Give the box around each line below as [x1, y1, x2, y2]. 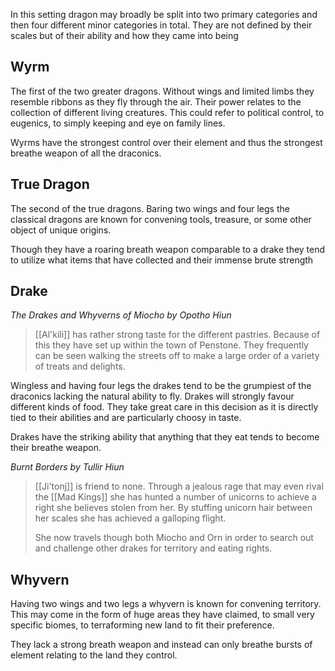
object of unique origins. [10, 224, 112, 236]
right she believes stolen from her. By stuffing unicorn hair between [34, 502, 313, 514]
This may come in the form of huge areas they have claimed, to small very [10, 609, 315, 621]
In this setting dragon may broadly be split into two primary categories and [10, 9, 318, 20]
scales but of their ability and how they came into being [10, 30, 239, 41]
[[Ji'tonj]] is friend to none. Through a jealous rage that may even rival [34, 480, 324, 493]
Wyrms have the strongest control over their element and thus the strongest [10, 136, 323, 148]
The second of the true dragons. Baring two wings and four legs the [10, 202, 290, 214]
